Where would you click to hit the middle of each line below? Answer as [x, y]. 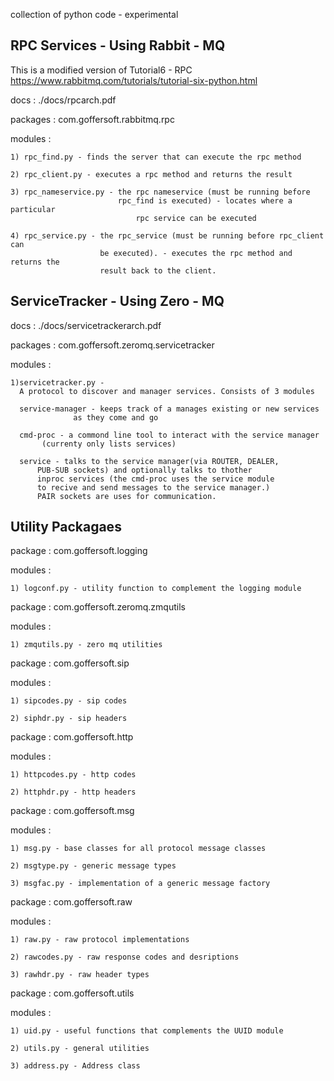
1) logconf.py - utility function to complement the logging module [156, 589]
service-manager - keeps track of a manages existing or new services [169, 409]
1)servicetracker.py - [57, 382]
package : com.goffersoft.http [72, 737]
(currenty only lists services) [109, 444]
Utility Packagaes [66, 527]
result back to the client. [158, 270]
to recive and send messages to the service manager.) [153, 487]
